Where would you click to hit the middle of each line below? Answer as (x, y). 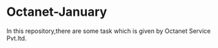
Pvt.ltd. (17, 38)
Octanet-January (57, 12)
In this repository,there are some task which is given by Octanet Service (109, 31)
